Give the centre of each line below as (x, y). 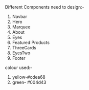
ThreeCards (24, 48)
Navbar (20, 16)
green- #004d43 (29, 82)
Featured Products (31, 43)
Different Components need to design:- (45, 7)
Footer (19, 58)
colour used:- (19, 67)
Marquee (21, 27)
